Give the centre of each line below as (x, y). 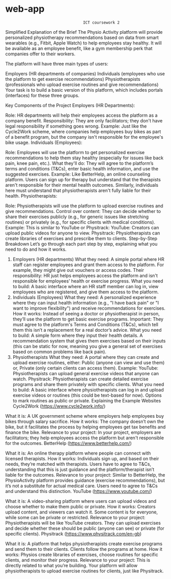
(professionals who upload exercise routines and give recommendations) (82, 84)
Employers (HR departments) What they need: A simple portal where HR (88, 259)
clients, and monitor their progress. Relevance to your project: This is (78, 560)
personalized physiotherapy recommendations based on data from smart (82, 37)
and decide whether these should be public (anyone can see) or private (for (85, 528)
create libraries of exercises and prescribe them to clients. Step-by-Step (81, 238)
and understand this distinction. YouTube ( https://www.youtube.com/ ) (79, 491)
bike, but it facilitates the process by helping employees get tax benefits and (86, 427)
